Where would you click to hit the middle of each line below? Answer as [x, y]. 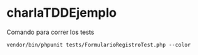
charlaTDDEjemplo [62, 13]
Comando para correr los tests [51, 32]
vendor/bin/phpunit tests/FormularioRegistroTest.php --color [99, 45]
